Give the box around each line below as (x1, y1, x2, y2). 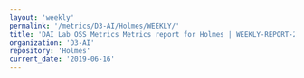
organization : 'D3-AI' (9, 38, 95, 48)
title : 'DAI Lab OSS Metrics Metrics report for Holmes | (9, 30, 233, 39)
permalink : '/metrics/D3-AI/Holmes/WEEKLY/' (9, 22, 180, 30)
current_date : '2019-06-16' (9, 55, 116, 64)
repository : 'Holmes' (9, 47, 91, 56)
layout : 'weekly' (9, 13, 75, 22)
